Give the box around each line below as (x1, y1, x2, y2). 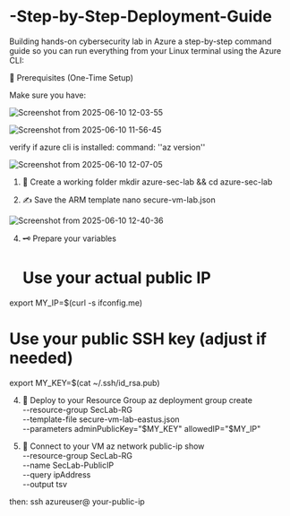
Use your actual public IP (21, 268, 212, 288)
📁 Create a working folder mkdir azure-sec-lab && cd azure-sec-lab (21, 176, 273, 187)
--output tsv (21, 478, 67, 489)
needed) (9, 348, 73, 368)
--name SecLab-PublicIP (21, 460, 115, 470)
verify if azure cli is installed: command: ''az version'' (9, 142, 206, 152)
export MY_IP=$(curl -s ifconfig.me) (9, 297, 143, 308)
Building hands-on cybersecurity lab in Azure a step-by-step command (9, 36, 272, 47)
